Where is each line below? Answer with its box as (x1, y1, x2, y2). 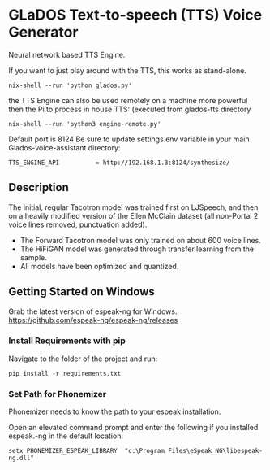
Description (8, 181, 69, 194)
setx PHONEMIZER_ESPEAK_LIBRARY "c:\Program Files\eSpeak (8, 447, 212, 455)
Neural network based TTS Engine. (8, 50, 126, 59)
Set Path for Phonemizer (8, 388, 107, 399)
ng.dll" (8, 454, 35, 463)
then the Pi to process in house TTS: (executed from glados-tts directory (8, 104, 251, 114)
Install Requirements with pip (8, 335, 126, 346)
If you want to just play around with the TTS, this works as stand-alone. (8, 65, 247, 75)
